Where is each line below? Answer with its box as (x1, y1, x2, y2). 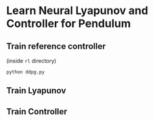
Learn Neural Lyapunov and (6, 4, 149, 18)
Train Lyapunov (6, 86, 66, 96)
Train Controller (6, 106, 68, 117)
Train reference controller (6, 41, 106, 51)
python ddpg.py (6, 69, 45, 75)
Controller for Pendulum (6, 16, 131, 31)
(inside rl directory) (6, 57, 57, 64)
